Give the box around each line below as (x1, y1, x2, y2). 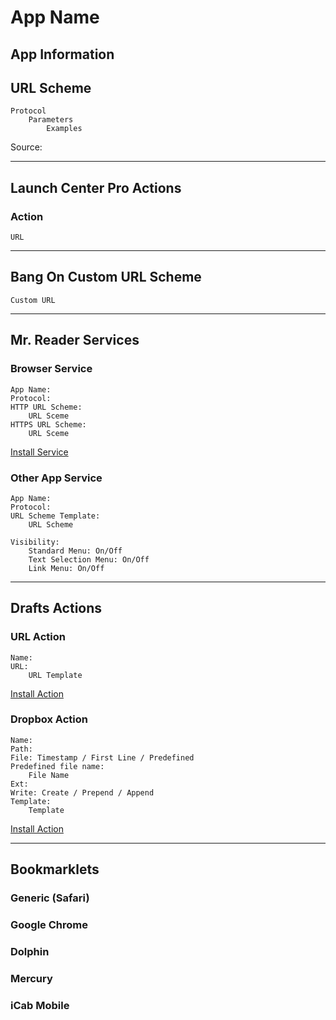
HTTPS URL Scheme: (10, 419, 87, 430)
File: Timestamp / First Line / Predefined (10, 752, 195, 763)
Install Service (10, 446, 69, 458)
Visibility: (10, 537, 60, 547)
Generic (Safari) (10, 891, 90, 905)
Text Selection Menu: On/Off (28, 554, 150, 565)
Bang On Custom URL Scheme (10, 269, 202, 286)
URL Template (28, 670, 83, 680)
